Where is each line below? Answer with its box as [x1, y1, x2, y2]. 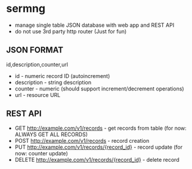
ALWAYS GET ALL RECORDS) [14, 130, 88, 138]
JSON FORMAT [6, 45, 64, 55]
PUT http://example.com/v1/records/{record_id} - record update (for [14, 143, 183, 151]
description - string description [14, 79, 91, 86]
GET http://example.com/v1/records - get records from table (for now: [14, 124, 187, 132]
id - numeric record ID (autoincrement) [14, 72, 110, 79]
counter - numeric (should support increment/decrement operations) [14, 85, 184, 92]
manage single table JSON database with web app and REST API [14, 21, 175, 29]
